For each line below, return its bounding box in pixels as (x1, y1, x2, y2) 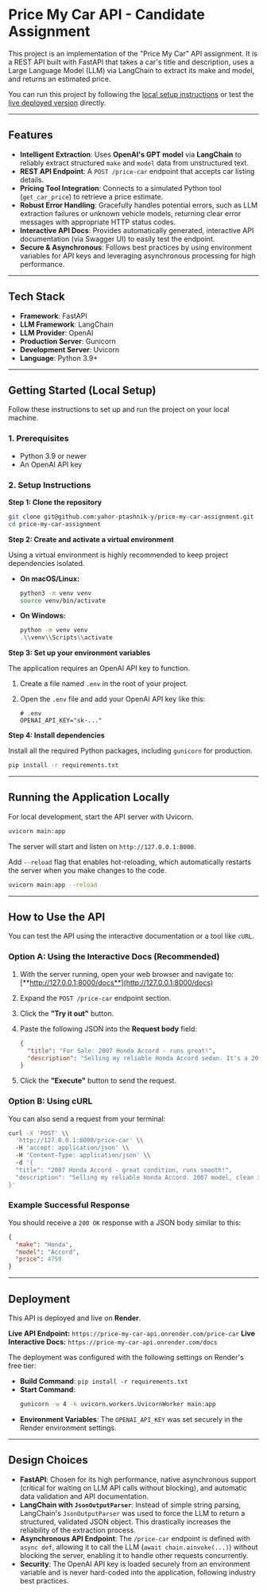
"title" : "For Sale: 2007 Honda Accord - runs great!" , (27, 1047, 216, 1055)
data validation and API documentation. (19, 1491, 149, 1501)
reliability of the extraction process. (19, 1525, 137, 1535)
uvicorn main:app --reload (8, 881, 98, 889)
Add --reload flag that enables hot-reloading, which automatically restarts (8, 857, 252, 866)
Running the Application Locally (8, 791, 170, 804)
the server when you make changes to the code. (8, 865, 167, 875)
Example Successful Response (8, 1200, 130, 1211)
